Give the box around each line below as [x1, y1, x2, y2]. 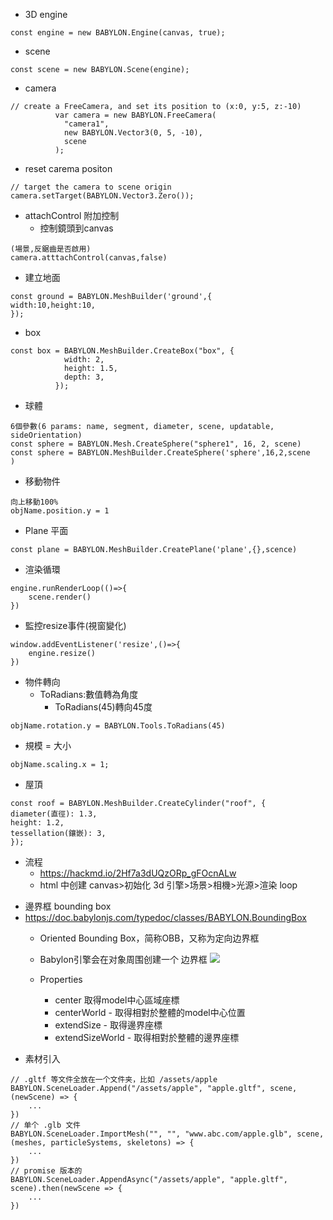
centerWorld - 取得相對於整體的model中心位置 [54, 1007, 246, 1018]
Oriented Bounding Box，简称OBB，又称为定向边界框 [39, 932, 260, 944]
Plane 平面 [24, 525, 69, 536]
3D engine [24, 9, 68, 20]
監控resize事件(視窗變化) [24, 620, 127, 631]
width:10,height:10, [10, 300, 97, 310]
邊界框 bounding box [24, 900, 112, 912]
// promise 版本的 [10, 1166, 83, 1176]
